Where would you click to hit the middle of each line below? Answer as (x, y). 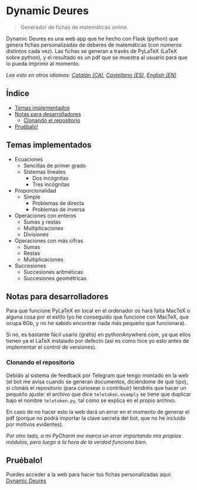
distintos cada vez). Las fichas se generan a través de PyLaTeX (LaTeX (92, 51)
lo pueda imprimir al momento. (43, 64)
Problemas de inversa (59, 209)
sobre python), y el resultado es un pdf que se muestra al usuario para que (97, 57)
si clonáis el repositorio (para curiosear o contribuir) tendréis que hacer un (96, 388)
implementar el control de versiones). (51, 347)
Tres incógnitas (51, 184)
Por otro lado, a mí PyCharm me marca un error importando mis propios (94, 436)
